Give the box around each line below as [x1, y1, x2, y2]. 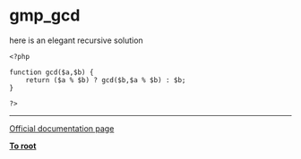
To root [9, 140, 37, 151]
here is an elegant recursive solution [9, 35, 143, 46]
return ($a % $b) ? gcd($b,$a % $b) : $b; [25, 75, 186, 85]
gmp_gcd [9, 5, 81, 26]
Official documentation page [9, 122, 115, 134]
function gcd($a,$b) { [9, 68, 94, 77]
